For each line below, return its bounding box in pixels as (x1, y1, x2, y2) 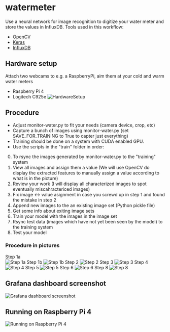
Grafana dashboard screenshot (5, 279, 107, 288)
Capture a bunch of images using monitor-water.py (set (12, 127, 129, 134)
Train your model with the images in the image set (12, 213, 118, 219)
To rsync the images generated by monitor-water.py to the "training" (12, 154, 156, 160)
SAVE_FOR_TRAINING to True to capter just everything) (12, 133, 128, 139)
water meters (5, 78, 33, 84)
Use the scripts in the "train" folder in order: (12, 143, 105, 149)
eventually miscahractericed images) (12, 186, 90, 192)
